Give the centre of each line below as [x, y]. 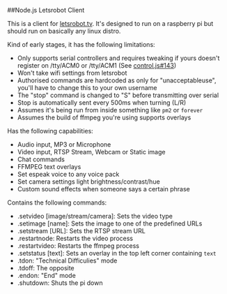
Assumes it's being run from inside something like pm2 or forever [110, 110]
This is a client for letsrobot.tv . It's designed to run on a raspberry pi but [110, 23]
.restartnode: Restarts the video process [75, 238]
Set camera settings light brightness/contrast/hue [88, 182]
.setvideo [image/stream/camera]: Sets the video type [95, 216]
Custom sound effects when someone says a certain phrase [103, 189]
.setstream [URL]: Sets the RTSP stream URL [81, 231]
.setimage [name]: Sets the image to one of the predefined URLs [110, 223]
